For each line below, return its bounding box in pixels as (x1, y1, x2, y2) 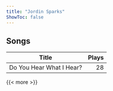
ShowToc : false (6, 14, 44, 20)
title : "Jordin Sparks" (6, 8, 65, 15)
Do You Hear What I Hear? (9, 63, 82, 71)
